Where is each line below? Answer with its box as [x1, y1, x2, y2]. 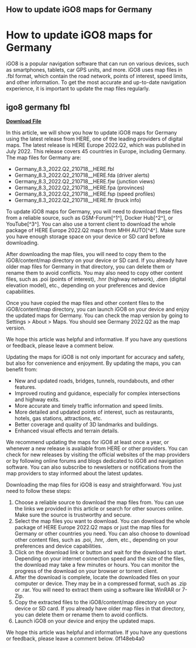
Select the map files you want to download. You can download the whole [14, 518, 190, 525]
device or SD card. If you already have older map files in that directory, [14, 605, 185, 612]
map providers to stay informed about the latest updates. [6, 470, 143, 477]
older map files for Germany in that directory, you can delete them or [6, 263, 171, 270]
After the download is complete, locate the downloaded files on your [14, 574, 180, 581]
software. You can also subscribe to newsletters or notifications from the [6, 464, 181, 471]
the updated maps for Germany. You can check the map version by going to [6, 312, 189, 319]
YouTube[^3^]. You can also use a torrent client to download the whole [6, 220, 176, 228]
